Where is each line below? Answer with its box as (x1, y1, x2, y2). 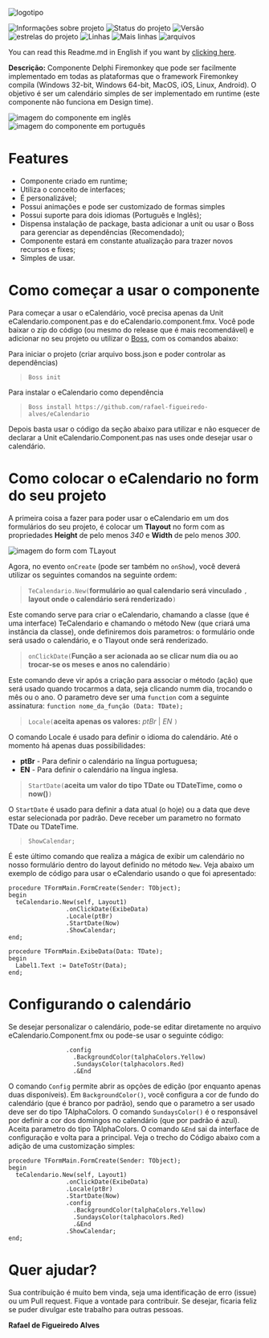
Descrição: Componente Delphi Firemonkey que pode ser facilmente (8, 63, 237, 72)
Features (8, 150, 69, 168)
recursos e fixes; (19, 244, 76, 254)
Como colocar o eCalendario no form (8, 469, 259, 488)
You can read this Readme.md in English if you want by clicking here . (8, 47, 237, 56)
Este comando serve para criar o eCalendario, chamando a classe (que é (8, 609, 250, 619)
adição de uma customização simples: (8, 1141, 135, 1150)
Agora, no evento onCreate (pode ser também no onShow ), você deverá (8, 561, 241, 571)
